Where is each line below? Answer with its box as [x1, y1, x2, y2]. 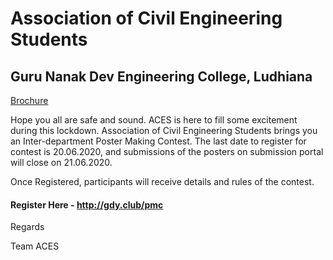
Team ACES [10, 240, 60, 252]
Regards [10, 221, 45, 233]
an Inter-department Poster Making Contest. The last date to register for [10, 135, 307, 147]
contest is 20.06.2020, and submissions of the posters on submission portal [10, 146, 324, 157]
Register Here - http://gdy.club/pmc [10, 198, 164, 211]
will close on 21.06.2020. [10, 157, 113, 168]
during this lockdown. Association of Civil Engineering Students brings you [10, 125, 318, 136]
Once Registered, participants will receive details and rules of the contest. [10, 176, 315, 187]
